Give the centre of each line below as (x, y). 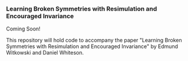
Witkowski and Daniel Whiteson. (45, 53)
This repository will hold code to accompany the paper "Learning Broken (94, 40)
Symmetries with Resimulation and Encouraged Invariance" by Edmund (92, 46)
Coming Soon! (23, 29)
